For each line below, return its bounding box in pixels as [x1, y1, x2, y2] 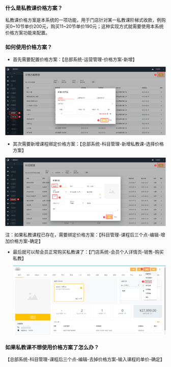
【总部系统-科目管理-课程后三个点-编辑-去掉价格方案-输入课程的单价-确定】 [5, 356, 165, 362]
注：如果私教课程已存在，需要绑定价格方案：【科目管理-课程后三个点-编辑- [5, 231, 161, 237]
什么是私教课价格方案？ [5, 4, 63, 11]
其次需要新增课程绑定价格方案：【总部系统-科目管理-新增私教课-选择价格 [12, 141, 164, 147]
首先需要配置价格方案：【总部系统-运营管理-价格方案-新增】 [12, 56, 137, 62]
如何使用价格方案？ [5, 44, 52, 51]
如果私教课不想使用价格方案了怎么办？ [5, 344, 99, 351]
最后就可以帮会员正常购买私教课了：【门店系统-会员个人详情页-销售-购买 [12, 249, 164, 255]
